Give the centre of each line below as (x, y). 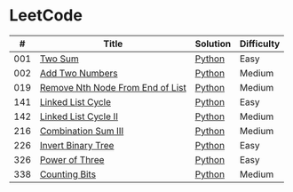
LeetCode (46, 16)
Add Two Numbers (79, 73)
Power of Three (72, 159)
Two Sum (59, 59)
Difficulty (260, 44)
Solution (213, 44)
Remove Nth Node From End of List (113, 87)
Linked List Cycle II (79, 116)
